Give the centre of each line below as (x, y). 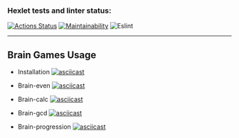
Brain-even (34, 86)
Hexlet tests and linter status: (59, 11)
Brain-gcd (32, 113)
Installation (34, 72)
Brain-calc (33, 99)
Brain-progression (44, 127)
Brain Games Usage (52, 55)
